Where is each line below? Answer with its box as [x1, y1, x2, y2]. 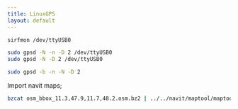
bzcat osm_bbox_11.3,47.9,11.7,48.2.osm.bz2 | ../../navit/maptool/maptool [7, 95, 236, 102]
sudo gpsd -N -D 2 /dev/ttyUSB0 [7, 56, 103, 63]
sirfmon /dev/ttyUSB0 [7, 36, 72, 43]
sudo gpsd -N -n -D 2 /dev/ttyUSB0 [7, 49, 113, 57]
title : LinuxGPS [7, 10, 55, 18]
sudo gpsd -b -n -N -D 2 [7, 69, 81, 76]
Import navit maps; [7, 81, 62, 89]
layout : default [7, 17, 55, 24]
